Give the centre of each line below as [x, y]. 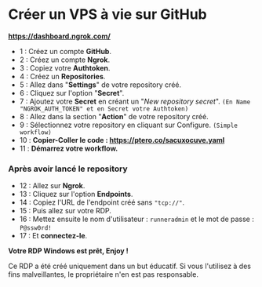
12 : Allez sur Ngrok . [52, 186]
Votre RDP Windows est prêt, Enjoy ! [68, 251]
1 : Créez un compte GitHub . [65, 51]
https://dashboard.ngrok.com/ [60, 36]
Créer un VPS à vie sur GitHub [107, 15]
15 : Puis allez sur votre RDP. [65, 211]
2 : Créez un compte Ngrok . [65, 60]
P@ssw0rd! [36, 228]
